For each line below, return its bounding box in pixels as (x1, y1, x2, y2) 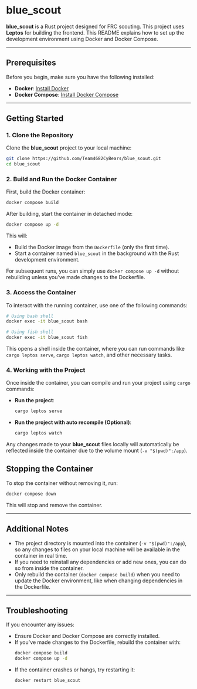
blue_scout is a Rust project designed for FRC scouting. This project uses (6, 23, 185, 30)
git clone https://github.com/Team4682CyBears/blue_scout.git (6, 156, 161, 162)
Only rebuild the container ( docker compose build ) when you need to (14, 571, 181, 578)
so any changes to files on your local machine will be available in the (14, 546, 181, 553)
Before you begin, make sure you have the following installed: (6, 73, 155, 80)
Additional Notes (6, 524, 69, 534)
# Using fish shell (6, 329, 54, 335)
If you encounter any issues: (6, 621, 75, 628)
